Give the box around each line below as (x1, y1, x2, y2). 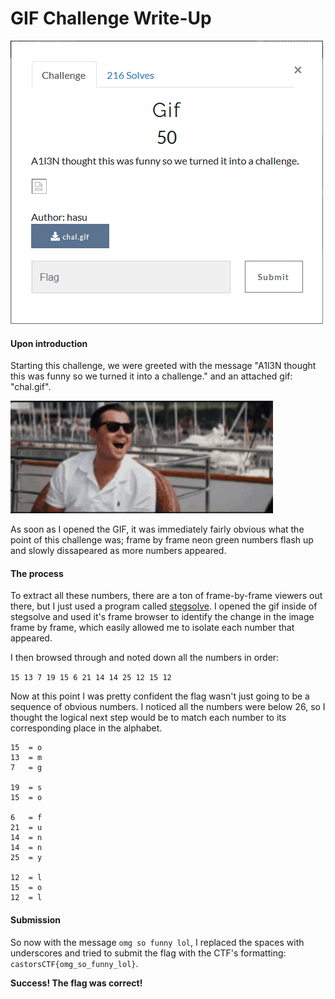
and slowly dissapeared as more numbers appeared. (10, 545, 227, 557)
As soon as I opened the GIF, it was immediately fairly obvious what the (10, 523, 305, 536)
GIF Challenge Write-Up (10, 7, 212, 30)
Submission (10, 913, 62, 926)
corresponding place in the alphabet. (10, 722, 163, 734)
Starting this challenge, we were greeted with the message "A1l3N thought (10, 360, 317, 372)
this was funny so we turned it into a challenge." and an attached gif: (10, 370, 293, 382)
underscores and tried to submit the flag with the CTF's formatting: (10, 947, 287, 959)
